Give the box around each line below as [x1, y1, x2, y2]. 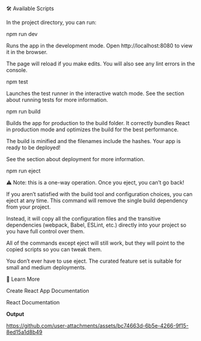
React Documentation [6, 299, 60, 306]
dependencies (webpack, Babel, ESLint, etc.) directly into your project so [6, 221, 187, 229]
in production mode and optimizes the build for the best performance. [6, 126, 179, 133]
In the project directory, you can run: [6, 19, 97, 26]
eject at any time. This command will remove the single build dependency [6, 197, 188, 204]
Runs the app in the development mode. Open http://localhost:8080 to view [6, 42, 193, 49]
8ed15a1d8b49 [6, 328, 43, 336]
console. [6, 67, 28, 73]
